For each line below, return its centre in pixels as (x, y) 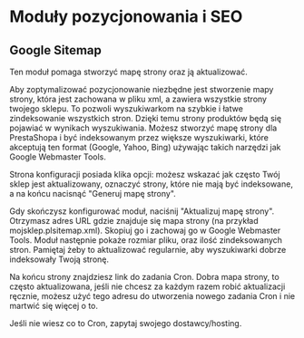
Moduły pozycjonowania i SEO (126, 17)
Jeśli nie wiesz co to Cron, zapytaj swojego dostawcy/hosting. (126, 323)
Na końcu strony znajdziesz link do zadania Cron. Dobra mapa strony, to (144, 277)
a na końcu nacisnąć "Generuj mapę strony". (93, 193)
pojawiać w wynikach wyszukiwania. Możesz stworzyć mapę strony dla (143, 128)
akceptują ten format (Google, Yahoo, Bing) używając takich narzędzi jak (145, 147)
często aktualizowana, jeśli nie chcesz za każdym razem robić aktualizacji (147, 286)
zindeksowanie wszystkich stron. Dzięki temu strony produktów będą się (146, 118)
